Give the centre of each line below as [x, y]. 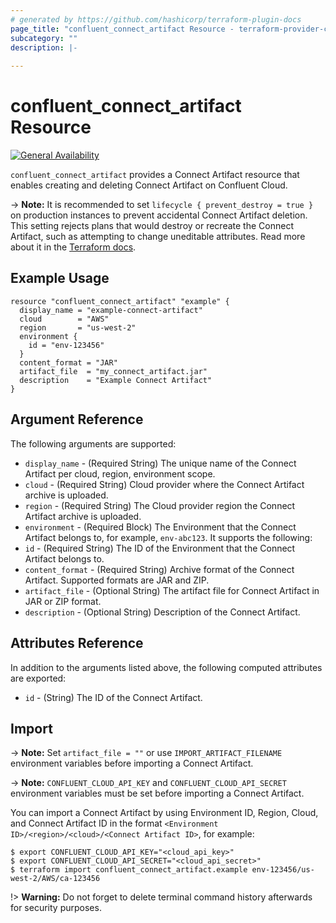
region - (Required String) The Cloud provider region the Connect [160, 505]
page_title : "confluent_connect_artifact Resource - [122, 29]
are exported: [38, 678]
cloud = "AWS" [64, 319]
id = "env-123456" [66, 345]
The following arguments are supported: [93, 443]
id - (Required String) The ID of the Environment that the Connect [160, 548]
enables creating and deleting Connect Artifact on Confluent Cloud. [149, 185]
